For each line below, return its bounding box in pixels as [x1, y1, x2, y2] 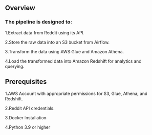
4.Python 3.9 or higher [5, 124, 50, 130]
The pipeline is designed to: [5, 19, 72, 25]
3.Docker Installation [5, 114, 46, 120]
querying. [5, 63, 24, 69]
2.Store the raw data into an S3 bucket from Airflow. [5, 39, 110, 45]
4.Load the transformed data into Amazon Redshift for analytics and [5, 58, 142, 64]
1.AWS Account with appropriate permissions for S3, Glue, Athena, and [5, 90, 148, 96]
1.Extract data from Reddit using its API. [5, 29, 85, 36]
